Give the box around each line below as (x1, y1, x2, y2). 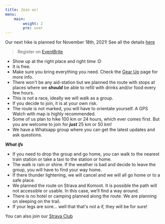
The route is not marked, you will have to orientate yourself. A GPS (12, 106, 148, 112)
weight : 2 (23, 21, 43, 26)
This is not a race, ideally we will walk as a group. (12, 95, 113, 101)
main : (14, 16, 26, 21)
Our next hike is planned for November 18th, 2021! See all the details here (5, 39, 155, 45)
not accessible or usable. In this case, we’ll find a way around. (12, 188, 139, 194)
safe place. (12, 178, 35, 183)
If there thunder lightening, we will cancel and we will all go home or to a (12, 172, 160, 178)
